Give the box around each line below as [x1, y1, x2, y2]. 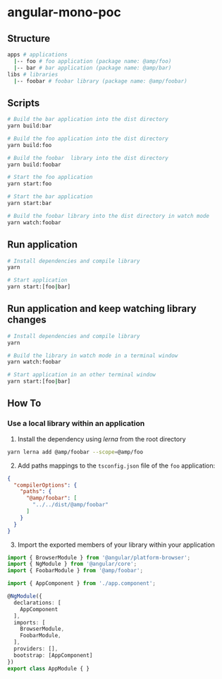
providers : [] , [13, 645, 58, 652]
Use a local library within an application [7, 419, 145, 429]
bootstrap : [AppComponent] [13, 651, 93, 658]
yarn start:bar [7, 199, 52, 207]
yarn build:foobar [7, 161, 61, 168]
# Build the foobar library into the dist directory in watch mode [7, 212, 210, 219]
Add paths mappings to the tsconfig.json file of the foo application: [17, 461, 216, 470]
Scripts [7, 97, 40, 109]
